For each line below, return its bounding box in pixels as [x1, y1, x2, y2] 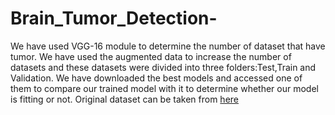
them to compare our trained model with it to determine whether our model [10, 82, 319, 94]
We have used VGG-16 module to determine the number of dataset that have [10, 40, 326, 52]
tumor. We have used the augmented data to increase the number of [10, 50, 292, 62]
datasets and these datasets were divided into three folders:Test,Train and [10, 61, 317, 73]
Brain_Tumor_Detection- [10, 7, 218, 30]
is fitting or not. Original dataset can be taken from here [10, 93, 239, 105]
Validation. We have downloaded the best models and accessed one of [10, 72, 303, 84]
